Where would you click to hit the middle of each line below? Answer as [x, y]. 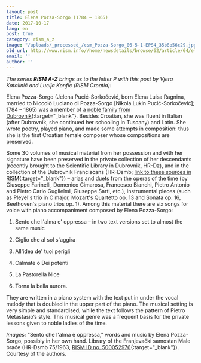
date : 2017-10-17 [28, 23]
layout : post [22, 12]
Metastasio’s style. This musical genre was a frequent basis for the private [98, 316]
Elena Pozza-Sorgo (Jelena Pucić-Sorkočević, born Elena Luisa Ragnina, [96, 97]
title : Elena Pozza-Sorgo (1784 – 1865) [57, 17]
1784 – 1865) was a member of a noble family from [68, 109]
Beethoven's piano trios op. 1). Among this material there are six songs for [97, 203]
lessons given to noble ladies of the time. [57, 323]
